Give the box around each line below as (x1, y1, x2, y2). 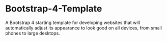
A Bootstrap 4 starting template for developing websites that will (5, 19, 140, 25)
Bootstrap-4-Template (5, 3, 102, 14)
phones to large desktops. (5, 30, 60, 36)
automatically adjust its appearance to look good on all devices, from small (5, 24, 162, 30)
